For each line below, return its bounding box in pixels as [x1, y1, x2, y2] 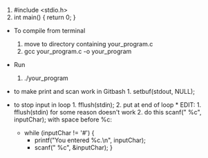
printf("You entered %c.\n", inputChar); [34, 136, 146, 144]
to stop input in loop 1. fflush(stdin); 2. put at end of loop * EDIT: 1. [13, 101, 202, 109]
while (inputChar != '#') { [23, 129, 95, 137]
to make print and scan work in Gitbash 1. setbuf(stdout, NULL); [13, 88, 196, 95]
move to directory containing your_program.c [23, 40, 153, 48]
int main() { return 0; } [13, 13, 76, 21]
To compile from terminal [13, 27, 86, 34]
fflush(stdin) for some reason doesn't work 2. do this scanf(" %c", [13, 108, 202, 116]
